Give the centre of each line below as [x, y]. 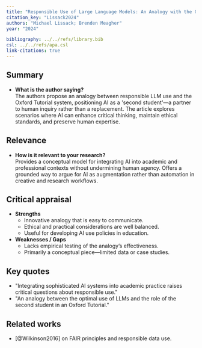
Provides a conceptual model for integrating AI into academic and [96, 161]
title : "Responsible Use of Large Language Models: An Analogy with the [99, 12]
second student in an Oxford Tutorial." [62, 305]
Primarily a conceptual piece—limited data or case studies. [97, 252]
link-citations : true [33, 51]
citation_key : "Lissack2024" [43, 17]
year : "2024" [23, 29]
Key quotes [28, 271]
